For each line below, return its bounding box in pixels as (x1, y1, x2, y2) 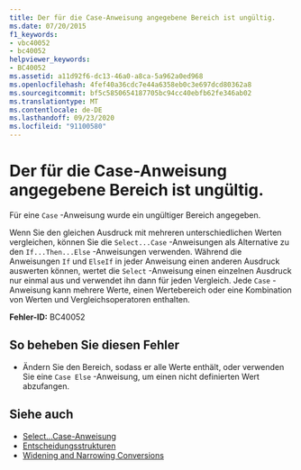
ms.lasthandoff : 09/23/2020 (9, 113, 115, 122)
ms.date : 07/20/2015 (9, 22, 87, 31)
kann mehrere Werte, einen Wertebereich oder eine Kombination (52, 285, 293, 295)
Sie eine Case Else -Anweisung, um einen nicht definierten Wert (22, 371, 260, 382)
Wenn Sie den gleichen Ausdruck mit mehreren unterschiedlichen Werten (9, 227, 282, 238)
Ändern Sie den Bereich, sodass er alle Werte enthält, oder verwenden (22, 361, 285, 372)
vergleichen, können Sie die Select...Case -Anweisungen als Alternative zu (9, 236, 290, 248)
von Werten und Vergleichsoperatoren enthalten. (9, 294, 191, 304)
